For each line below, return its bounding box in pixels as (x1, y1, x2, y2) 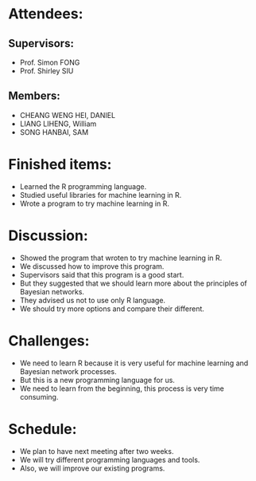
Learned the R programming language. (19, 181, 147, 191)
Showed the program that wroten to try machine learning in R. (19, 253, 223, 262)
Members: (8, 89, 61, 103)
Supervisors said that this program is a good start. (19, 270, 184, 279)
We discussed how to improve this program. (19, 261, 165, 271)
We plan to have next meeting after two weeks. (19, 446, 174, 455)
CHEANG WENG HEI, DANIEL (19, 110, 116, 120)
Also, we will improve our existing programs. (19, 463, 165, 473)
